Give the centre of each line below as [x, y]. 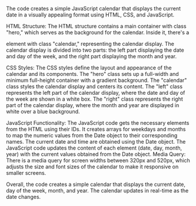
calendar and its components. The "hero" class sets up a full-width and [93, 74]
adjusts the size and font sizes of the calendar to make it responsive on [92, 167]
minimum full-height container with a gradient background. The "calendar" [97, 80]
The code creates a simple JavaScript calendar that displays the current [94, 9]
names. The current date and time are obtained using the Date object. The [96, 142]
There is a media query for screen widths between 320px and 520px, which [98, 160]
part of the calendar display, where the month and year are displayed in [93, 105]
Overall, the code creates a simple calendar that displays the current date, [96, 184]
